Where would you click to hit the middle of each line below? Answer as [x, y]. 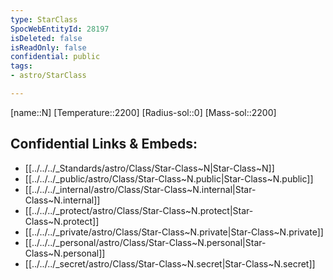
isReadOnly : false [48, 47]
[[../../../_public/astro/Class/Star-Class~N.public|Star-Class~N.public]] [169, 178]
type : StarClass [44, 19]
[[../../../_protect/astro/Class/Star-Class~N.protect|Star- [139, 210]
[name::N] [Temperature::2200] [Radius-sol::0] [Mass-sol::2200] [143, 112]
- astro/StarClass [48, 76]
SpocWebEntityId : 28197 [60, 29]
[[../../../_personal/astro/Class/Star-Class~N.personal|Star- [145, 242]
